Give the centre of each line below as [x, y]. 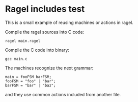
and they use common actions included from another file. [63, 94]
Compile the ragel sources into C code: [45, 32]
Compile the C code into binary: [37, 50]
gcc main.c [16, 59]
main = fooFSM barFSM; [28, 77]
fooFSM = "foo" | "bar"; [30, 81]
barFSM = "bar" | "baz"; [30, 85]
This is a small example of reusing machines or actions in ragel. [69, 22]
